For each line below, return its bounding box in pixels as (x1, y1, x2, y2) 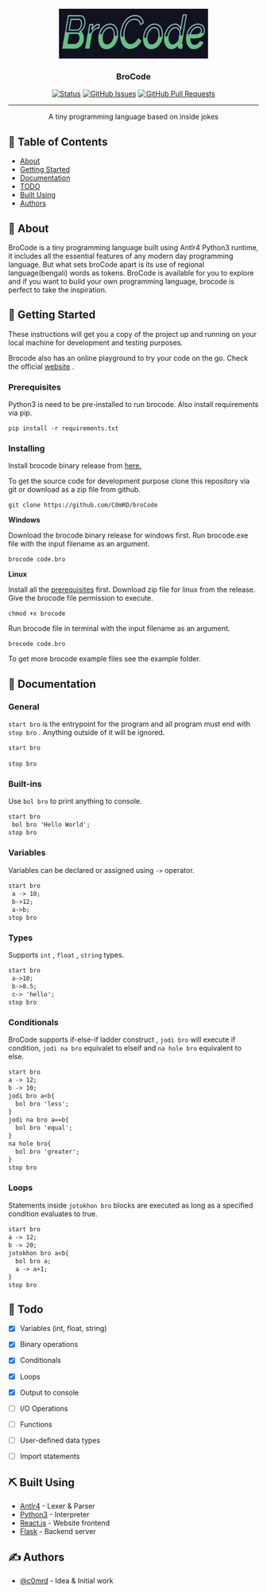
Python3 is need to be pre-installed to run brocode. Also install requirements (8, 400, 259, 409)
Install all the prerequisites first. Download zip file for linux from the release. (8, 585, 256, 594)
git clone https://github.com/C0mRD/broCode (8, 501, 158, 510)
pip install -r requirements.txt (8, 425, 119, 432)
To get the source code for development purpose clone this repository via (8, 476, 250, 486)
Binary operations (19, 1340, 79, 1349)
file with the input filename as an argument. (8, 539, 150, 549)
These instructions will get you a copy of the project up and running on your (8, 329, 257, 339)
